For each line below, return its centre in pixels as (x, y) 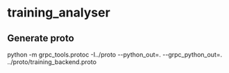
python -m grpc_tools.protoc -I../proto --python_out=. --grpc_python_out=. (115, 54)
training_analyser (59, 13)
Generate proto (41, 38)
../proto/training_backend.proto (52, 62)
